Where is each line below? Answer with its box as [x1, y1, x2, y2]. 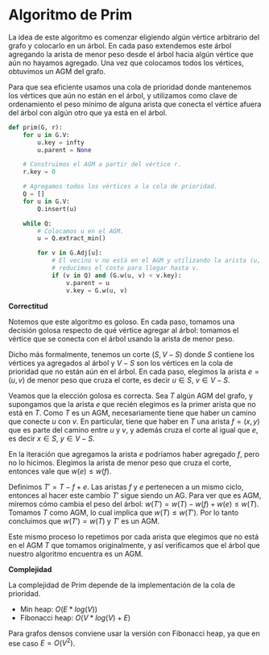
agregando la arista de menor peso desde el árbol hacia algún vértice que [8, 49, 254, 59]
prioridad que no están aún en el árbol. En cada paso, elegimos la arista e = [8, 367, 259, 376]
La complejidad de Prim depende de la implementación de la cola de [8, 580, 236, 590]
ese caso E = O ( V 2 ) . [8, 636, 76, 648]
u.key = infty [37, 139, 85, 147]
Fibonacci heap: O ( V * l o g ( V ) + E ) [19, 612, 131, 622]
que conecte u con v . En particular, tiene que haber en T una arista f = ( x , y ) [8, 417, 260, 426]
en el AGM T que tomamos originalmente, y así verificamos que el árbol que [8, 540, 260, 549]
